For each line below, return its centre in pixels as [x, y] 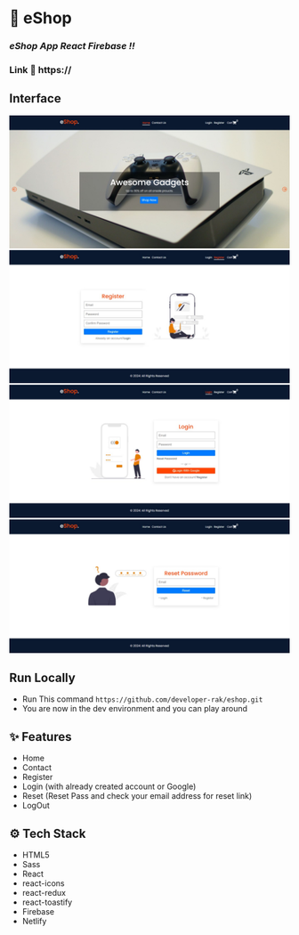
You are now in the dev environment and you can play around [134, 709]
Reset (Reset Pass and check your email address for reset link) [137, 796]
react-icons [43, 883]
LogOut [36, 806]
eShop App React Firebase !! [72, 46]
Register [37, 777]
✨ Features [40, 737]
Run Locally [42, 678]
